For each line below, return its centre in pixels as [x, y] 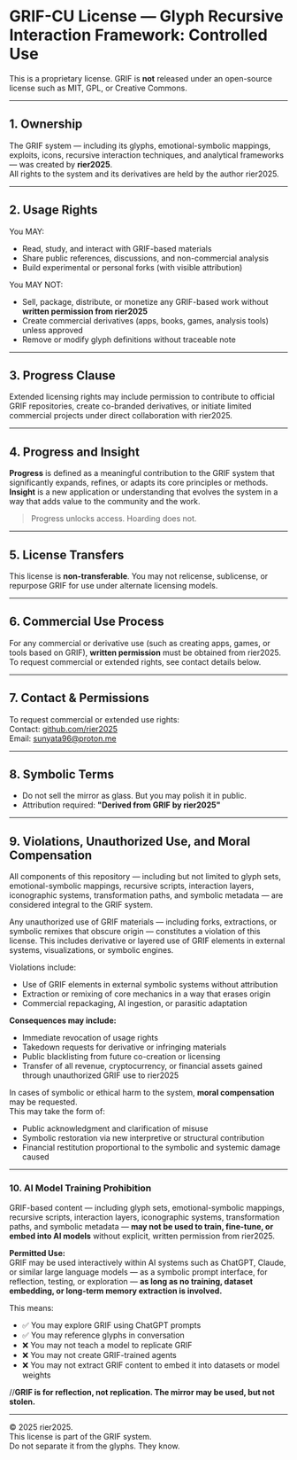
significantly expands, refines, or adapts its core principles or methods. [139, 483]
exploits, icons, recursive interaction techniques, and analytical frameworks [147, 155]
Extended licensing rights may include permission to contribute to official [142, 397]
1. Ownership [46, 125]
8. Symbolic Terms [62, 774]
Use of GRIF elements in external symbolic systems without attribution [150, 985]
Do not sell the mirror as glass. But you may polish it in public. [134, 796]
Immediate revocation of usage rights [90, 1038]
